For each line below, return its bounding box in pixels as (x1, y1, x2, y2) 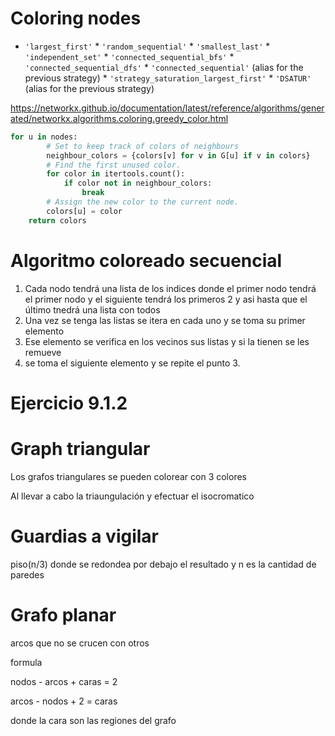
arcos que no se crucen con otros (10, 637, 150, 649)
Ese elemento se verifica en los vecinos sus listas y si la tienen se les (24, 335, 310, 347)
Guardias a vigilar (10, 525, 160, 547)
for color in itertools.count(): (46, 169, 186, 179)
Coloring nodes (10, 7, 142, 30)
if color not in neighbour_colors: (63, 178, 213, 189)
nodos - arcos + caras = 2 (10, 675, 118, 687)
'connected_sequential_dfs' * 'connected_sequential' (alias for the (24, 61, 304, 73)
